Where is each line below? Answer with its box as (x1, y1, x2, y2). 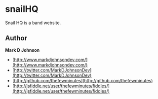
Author (5, 34, 27, 42)
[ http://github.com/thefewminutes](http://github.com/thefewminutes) (12, 77, 153, 83)
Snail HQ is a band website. (5, 20, 61, 26)
